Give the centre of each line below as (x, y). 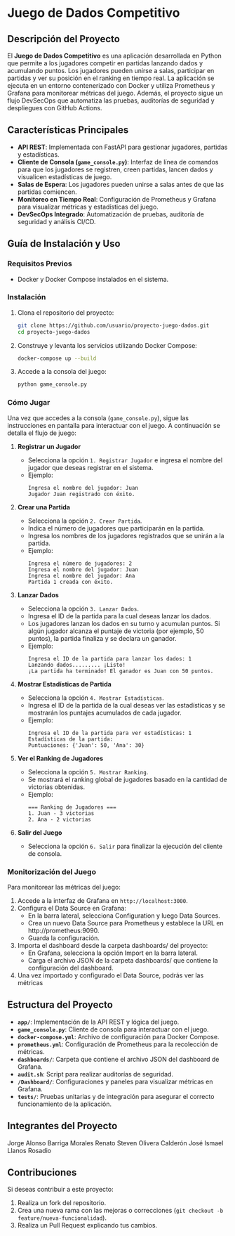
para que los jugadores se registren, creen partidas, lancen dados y (115, 169)
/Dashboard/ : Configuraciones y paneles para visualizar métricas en (115, 1081)
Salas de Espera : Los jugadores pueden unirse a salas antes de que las (121, 184)
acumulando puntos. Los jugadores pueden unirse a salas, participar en (111, 71)
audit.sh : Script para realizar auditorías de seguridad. (95, 1074)
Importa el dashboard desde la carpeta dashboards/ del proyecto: (113, 945)
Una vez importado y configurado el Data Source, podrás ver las (110, 975)
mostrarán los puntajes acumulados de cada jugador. (105, 713)
